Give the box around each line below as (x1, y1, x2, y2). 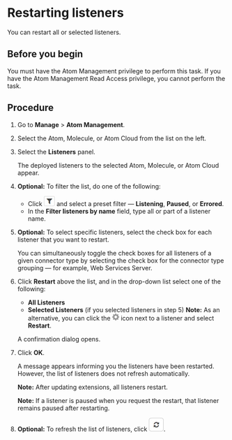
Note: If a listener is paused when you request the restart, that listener (17, 396, 219, 404)
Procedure (7, 102, 54, 114)
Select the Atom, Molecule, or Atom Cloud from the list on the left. (17, 134, 207, 142)
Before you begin (7, 48, 84, 60)
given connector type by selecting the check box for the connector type (17, 256, 224, 265)
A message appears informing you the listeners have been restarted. (17, 362, 215, 370)
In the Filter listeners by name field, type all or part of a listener (27, 207, 211, 215)
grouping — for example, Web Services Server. (17, 263, 153, 272)
